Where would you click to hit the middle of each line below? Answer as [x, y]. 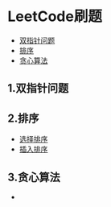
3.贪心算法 [34, 177]
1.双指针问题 [38, 88]
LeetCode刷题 [55, 17]
